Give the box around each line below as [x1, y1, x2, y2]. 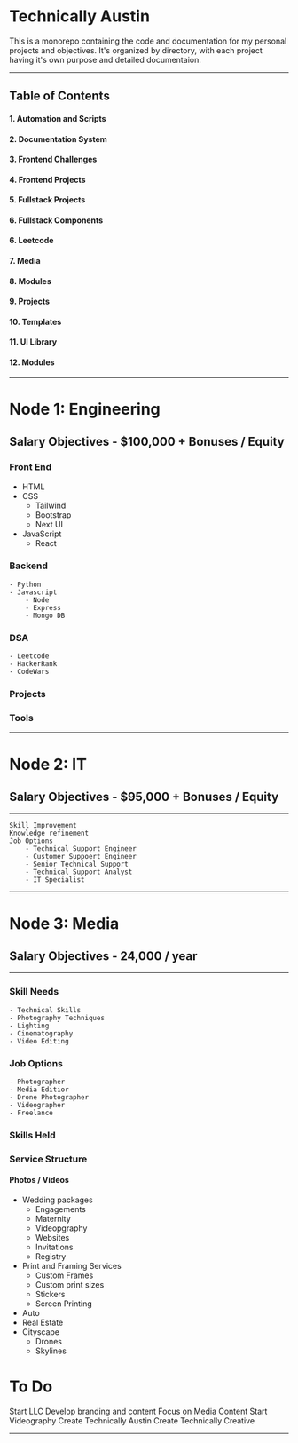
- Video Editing [9, 1036, 69, 1045]
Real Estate [21, 1317, 64, 1328]
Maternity [35, 1213, 71, 1224]
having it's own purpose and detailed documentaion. [9, 54, 201, 65]
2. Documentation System [9, 133, 108, 144]
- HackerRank [9, 660, 58, 669]
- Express [25, 603, 62, 612]
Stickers [35, 1288, 66, 1299]
